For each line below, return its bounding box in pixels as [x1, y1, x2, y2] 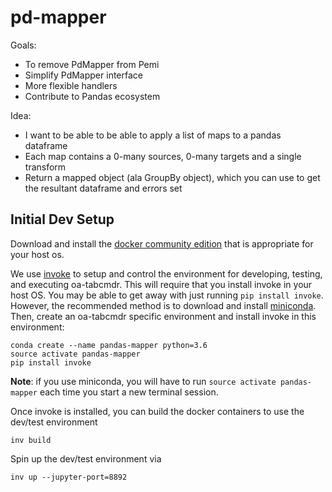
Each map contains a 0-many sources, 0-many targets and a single [24, 150, 302, 162]
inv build [10, 435, 52, 445]
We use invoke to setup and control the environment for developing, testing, [10, 267, 323, 280]
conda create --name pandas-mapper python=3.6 [10, 340, 208, 350]
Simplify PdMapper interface [24, 69, 143, 81]
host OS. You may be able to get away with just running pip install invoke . [10, 289, 324, 301]
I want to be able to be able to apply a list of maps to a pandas [24, 129, 282, 141]
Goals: [10, 39, 37, 51]
